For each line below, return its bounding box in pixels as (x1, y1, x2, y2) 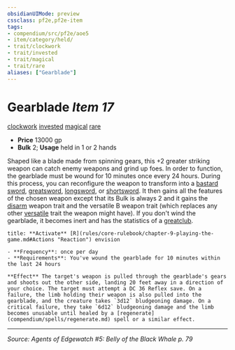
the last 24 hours (7, 261, 61, 268)
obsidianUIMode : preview (7, 10, 80, 18)
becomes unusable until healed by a (7, 310, 114, 317)
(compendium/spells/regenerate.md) (7, 316, 111, 323)
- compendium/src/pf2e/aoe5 (7, 29, 90, 37)
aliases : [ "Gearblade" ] (7, 69, 77, 76)
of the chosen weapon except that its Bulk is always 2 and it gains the (7, 194, 208, 203)
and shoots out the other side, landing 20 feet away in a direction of (7, 279, 224, 286)
